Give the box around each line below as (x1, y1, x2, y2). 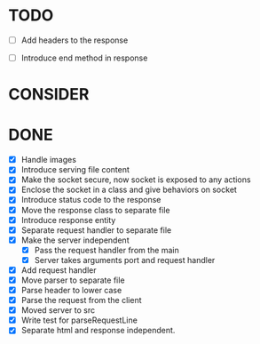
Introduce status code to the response (20, 195, 162, 205)
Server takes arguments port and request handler (34, 254, 216, 265)
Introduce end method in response (20, 52, 148, 63)
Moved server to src (20, 305, 96, 316)
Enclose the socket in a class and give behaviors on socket (20, 184, 237, 196)
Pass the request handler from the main (34, 244, 179, 255)
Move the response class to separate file (20, 204, 170, 215)
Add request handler (20, 264, 97, 276)
